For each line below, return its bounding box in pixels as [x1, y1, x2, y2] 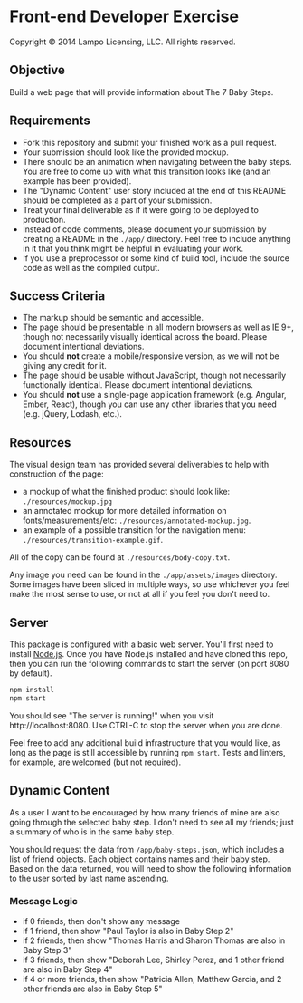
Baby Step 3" [22, 944, 72, 955]
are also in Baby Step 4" [22, 963, 113, 975]
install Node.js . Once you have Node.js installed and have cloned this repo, [9, 649, 288, 659]
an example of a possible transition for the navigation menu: [22, 525, 246, 535]
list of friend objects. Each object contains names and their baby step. [9, 854, 270, 864]
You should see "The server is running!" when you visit [9, 709, 214, 721]
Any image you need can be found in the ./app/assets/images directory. [9, 569, 278, 581]
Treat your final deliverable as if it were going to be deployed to [22, 204, 260, 215]
